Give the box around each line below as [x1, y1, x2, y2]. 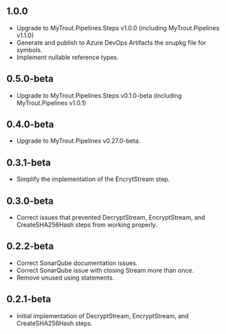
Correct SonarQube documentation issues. [16, 258, 138, 267]
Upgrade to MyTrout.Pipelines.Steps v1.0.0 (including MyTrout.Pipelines [16, 23, 220, 32]
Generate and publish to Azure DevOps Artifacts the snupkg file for [16, 38, 207, 47]
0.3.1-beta [6, 156, 51, 168]
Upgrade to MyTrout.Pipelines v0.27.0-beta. [16, 137, 141, 145]
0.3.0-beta [6, 195, 54, 207]
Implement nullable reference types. [16, 53, 119, 61]
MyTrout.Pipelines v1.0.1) [16, 98, 87, 107]
